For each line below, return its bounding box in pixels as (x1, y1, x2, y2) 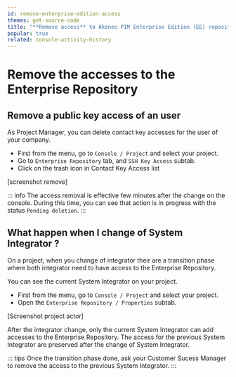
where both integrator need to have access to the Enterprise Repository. (7, 263, 216, 272)
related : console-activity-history (7, 37, 112, 44)
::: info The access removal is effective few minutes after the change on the (7, 191, 225, 200)
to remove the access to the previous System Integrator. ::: (7, 361, 177, 369)
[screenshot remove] (7, 178, 68, 186)
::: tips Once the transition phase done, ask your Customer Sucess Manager (7, 354, 227, 362)
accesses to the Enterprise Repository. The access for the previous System (7, 333, 225, 341)
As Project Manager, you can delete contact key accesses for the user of (7, 128, 218, 137)
